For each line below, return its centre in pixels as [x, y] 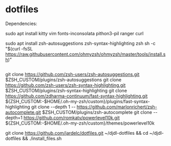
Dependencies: [21, 23]
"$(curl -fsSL [19, 48]
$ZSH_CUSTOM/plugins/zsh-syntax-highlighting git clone [66, 91]
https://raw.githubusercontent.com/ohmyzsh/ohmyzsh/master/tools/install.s [85, 54]
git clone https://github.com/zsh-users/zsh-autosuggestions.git [72, 75]
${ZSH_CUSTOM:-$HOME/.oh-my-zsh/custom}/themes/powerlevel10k [80, 123]
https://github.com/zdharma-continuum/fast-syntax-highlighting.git [77, 96]
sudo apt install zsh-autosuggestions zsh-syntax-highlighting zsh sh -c [80, 43]
